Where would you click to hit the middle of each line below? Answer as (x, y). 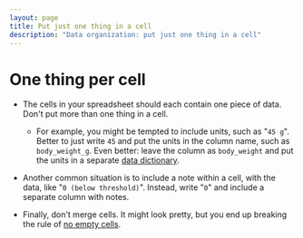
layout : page (34, 18)
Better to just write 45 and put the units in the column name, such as (163, 141)
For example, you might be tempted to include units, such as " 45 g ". (163, 131)
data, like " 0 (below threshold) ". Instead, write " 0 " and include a (143, 187)
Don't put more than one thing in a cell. (95, 114)
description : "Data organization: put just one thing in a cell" (135, 34)
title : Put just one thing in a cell (81, 26)
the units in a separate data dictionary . (108, 160)
